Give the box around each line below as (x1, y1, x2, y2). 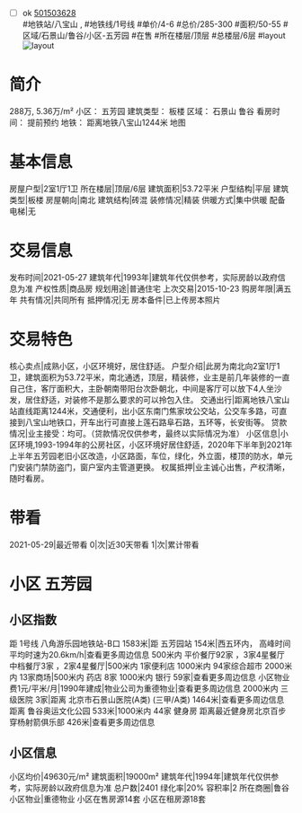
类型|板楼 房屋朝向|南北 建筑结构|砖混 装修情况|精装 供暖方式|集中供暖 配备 (9, 194, 286, 205)
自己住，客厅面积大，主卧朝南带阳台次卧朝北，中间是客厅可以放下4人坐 (9, 383, 275, 393)
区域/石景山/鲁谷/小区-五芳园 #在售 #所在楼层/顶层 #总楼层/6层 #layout (22, 31, 286, 41)
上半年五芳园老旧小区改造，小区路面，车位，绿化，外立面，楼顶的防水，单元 (9, 450, 293, 461)
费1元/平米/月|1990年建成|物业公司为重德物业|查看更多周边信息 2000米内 (9, 683, 279, 694)
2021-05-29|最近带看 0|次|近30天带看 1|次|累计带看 (9, 539, 200, 550)
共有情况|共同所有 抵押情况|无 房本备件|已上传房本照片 (19, 294, 221, 305)
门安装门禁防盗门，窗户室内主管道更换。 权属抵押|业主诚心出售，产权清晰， (9, 462, 290, 473)
